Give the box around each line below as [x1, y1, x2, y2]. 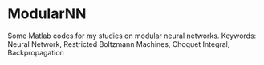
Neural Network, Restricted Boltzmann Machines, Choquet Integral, [7, 39, 230, 48]
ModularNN [7, 5, 87, 23]
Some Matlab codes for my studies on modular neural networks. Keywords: [7, 31, 257, 40]
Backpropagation [7, 48, 65, 57]
